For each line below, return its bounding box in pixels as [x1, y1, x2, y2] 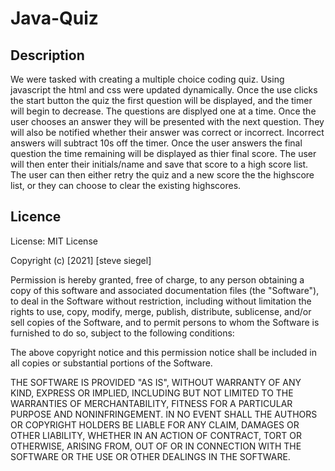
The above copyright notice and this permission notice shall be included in [10, 346, 317, 358]
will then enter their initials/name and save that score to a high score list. [10, 158, 309, 170]
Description [10, 47, 85, 64]
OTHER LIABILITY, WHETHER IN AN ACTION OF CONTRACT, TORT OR [10, 429, 302, 441]
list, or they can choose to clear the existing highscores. [10, 180, 242, 191]
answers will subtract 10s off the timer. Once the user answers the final [10, 137, 303, 149]
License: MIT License [10, 235, 98, 247]
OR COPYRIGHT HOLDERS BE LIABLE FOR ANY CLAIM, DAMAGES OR [10, 418, 300, 431]
